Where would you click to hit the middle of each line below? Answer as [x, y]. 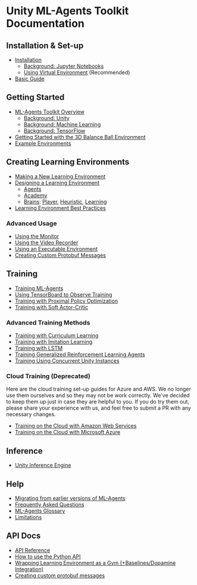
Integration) [29, 569]
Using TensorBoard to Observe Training [63, 294]
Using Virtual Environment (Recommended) [77, 72]
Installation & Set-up [45, 45]
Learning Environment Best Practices [60, 208]
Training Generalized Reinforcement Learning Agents [80, 354]
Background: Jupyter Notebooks [64, 66]
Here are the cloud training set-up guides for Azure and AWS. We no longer [99, 389]
